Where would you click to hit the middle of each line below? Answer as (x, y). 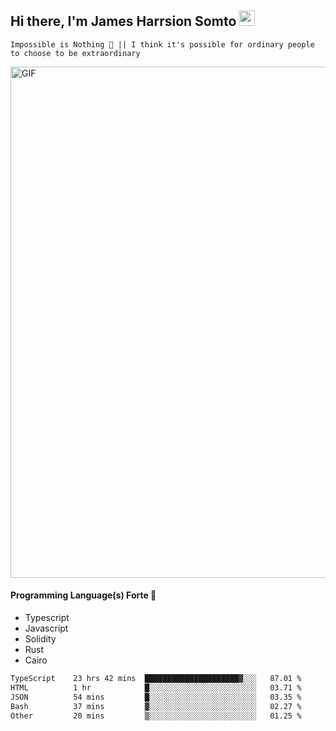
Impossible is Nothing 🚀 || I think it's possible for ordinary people (162, 44)
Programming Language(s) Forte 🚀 (83, 595)
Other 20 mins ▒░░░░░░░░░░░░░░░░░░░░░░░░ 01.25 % (156, 716)
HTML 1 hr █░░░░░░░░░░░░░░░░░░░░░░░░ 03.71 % (156, 687)
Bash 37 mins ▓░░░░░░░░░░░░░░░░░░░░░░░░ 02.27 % (156, 706)
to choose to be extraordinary (75, 53)
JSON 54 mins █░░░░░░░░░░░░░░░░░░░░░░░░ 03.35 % (156, 697)
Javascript (46, 628)
